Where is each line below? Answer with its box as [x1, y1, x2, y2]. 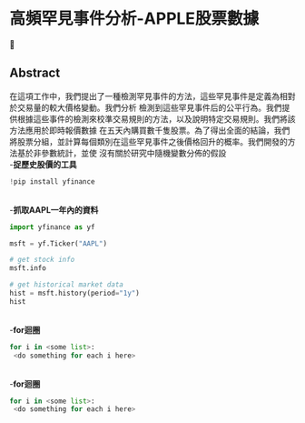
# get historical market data [9, 280, 124, 289]
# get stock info [9, 256, 75, 265]
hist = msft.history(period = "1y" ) [9, 288, 141, 297]
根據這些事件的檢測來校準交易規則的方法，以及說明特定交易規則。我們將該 [16, 113, 296, 124]
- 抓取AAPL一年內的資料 [9, 204, 99, 215]
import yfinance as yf [9, 222, 95, 232]
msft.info [9, 264, 47, 273]
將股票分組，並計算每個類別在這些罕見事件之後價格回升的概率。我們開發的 [9, 136, 288, 146]
